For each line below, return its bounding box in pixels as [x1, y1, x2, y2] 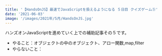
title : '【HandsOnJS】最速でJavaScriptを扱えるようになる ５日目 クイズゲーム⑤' [5, 7, 158, 12]
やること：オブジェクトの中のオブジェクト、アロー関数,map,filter [12, 40, 144, 46]
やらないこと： [12, 46, 43, 52]
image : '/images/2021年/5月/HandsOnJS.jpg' [5, 16, 94, 21]
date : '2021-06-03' [5, 12, 45, 16]
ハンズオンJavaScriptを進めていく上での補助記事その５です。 [5, 30, 129, 36]
